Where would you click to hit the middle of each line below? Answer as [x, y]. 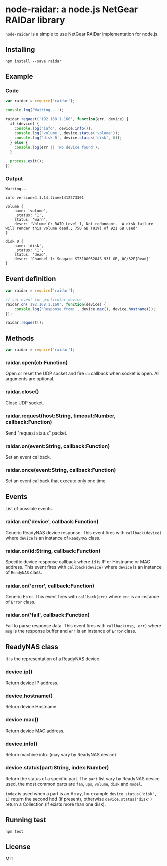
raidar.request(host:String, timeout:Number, [61, 416]
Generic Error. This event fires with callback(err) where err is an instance [82, 597]
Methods [20, 338]
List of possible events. [29, 509]
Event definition [31, 279]
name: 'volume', [31, 211]
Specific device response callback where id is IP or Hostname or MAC [78, 562]
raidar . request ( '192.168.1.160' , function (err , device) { [67, 119]
